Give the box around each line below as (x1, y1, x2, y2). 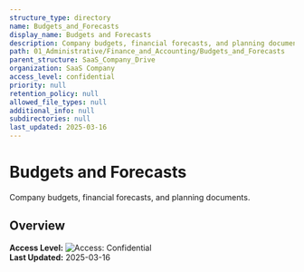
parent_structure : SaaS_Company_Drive (9, 55, 156, 64)
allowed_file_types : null (9, 97, 107, 107)
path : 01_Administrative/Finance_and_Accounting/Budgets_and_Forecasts (9, 47, 285, 56)
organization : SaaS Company (9, 64, 116, 73)
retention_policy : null (9, 89, 100, 98)
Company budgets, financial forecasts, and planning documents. (9, 191, 251, 202)
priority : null (9, 81, 67, 90)
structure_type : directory (9, 13, 111, 23)
